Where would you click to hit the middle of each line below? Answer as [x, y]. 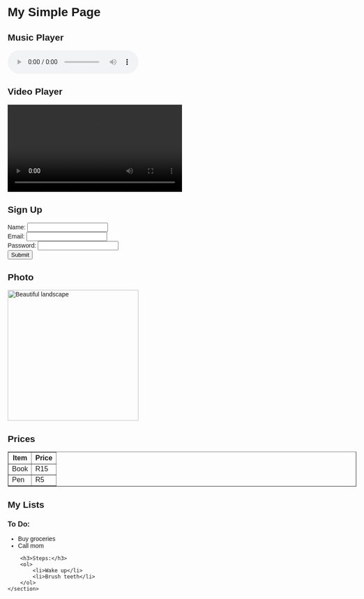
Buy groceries [37, 539]
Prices [22, 439]
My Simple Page [54, 12]
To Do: [19, 524]
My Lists [26, 504]
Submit [21, 255]
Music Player [36, 37]
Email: [16, 236]
